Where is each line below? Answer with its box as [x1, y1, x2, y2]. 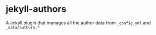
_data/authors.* [6, 25, 40, 30]
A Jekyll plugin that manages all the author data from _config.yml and [6, 20, 151, 26]
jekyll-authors [6, 3, 67, 15]
